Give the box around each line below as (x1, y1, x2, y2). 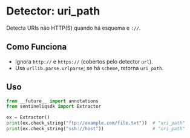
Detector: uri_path (6, 4, 100, 18)
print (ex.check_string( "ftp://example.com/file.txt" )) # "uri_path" (6, 120, 186, 126)
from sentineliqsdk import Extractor (6, 103, 102, 110)
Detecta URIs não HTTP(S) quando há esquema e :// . (6, 24, 141, 31)
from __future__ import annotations (6, 98, 99, 104)
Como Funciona (6, 42, 67, 52)
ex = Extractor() (6, 114, 50, 120)
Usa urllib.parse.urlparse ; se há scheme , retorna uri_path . (15, 64, 164, 71)
